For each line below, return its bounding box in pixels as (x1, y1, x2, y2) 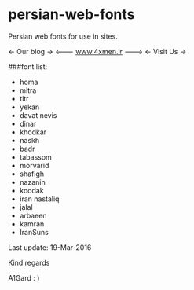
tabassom (19, 152, 53, 162)
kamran (19, 218, 45, 229)
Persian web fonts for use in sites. (8, 31, 118, 41)
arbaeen (19, 211, 47, 220)
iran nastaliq (19, 194, 60, 204)
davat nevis (19, 110, 57, 119)
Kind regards (8, 258, 50, 267)
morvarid (19, 160, 49, 170)
